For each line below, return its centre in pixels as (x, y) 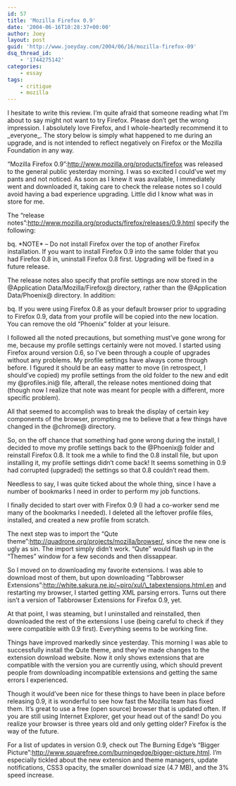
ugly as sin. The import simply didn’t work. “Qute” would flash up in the (110, 549)
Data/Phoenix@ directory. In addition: (62, 295)
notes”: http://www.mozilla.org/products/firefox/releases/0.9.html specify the (118, 223)
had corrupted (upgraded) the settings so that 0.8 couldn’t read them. (108, 470)
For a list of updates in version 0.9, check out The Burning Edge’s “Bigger (113, 745)
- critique (36, 86)
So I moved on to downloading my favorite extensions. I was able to (105, 570)
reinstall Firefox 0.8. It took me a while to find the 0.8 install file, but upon (113, 455)
